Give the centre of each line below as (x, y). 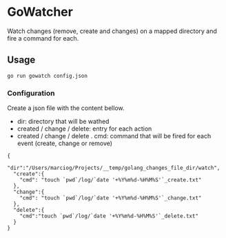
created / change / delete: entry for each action (84, 129)
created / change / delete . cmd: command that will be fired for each (114, 136)
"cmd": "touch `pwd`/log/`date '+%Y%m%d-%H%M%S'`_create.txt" (111, 180)
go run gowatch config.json (48, 76)
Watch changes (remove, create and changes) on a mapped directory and (112, 31)
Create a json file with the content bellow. (66, 108)
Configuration (31, 93)
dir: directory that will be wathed (63, 122)
